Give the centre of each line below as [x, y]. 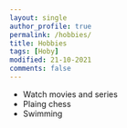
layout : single [38, 18]
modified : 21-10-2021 [51, 60]
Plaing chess [47, 103]
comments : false [40, 69]
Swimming [42, 113]
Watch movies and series [70, 94]
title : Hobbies [38, 43]
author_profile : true [51, 26]
